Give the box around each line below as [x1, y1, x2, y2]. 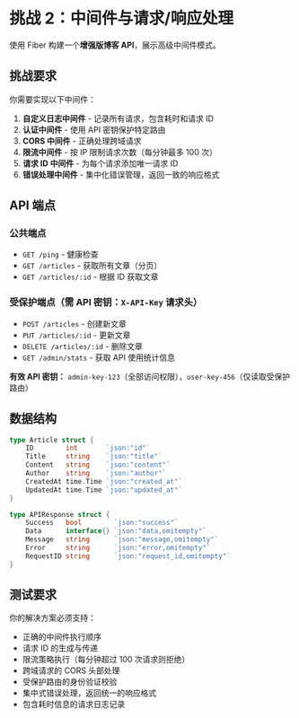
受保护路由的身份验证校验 [22, 677, 118, 687]
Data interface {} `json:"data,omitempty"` [25, 527, 207, 536]
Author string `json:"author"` [25, 468, 167, 478]
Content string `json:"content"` [25, 460, 171, 469]
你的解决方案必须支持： [9, 612, 96, 624]
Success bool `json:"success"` [25, 518, 179, 528]
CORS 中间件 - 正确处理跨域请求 [22, 136, 142, 146]
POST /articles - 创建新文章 [22, 318, 128, 328]
